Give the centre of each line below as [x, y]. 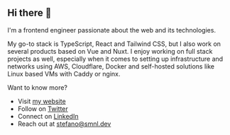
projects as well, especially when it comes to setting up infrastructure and [115, 59]
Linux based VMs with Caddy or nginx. [64, 74]
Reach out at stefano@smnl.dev [64, 124]
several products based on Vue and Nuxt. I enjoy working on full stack [110, 51]
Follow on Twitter [43, 108]
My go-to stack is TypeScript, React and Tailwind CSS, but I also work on [114, 44]
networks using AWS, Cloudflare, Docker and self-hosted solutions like [111, 66]
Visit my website [42, 101]
